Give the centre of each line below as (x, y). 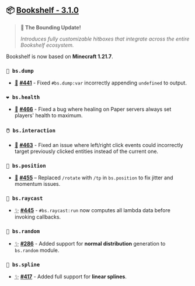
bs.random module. (37, 250)
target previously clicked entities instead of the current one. (86, 151)
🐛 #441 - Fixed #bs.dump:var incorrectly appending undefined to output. (100, 83)
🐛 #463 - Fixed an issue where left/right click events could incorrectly (99, 145)
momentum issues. (37, 184)
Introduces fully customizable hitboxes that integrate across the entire (105, 39)
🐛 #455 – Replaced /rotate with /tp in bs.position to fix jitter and (94, 178)
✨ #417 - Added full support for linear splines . (71, 276)
